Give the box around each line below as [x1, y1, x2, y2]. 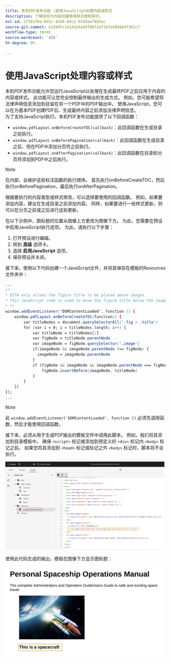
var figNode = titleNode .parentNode [32, 336, 110, 341]
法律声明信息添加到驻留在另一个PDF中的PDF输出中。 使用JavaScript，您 [5, 100, 158, 107]
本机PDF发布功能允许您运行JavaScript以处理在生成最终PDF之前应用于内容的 [5, 88, 165, 94]
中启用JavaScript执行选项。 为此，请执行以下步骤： [5, 224, 114, 230]
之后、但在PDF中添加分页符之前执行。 [12, 143, 93, 149]
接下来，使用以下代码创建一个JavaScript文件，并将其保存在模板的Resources [5, 265, 166, 271]
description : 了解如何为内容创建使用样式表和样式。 [5, 13, 103, 19]
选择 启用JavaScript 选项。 [12, 247, 70, 253]
